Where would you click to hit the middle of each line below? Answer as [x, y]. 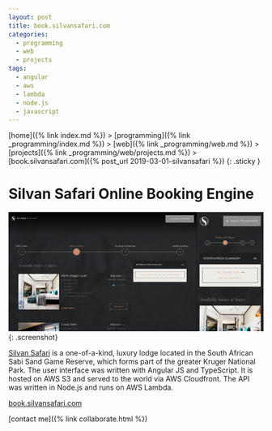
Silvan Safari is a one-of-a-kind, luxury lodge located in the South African [131, 352]
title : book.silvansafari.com [59, 26]
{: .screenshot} [33, 337]
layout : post [30, 17]
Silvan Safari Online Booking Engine [132, 194]
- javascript [38, 111]
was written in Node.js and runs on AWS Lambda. [91, 387]
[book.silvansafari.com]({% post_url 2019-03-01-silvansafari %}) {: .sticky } [134, 162]
